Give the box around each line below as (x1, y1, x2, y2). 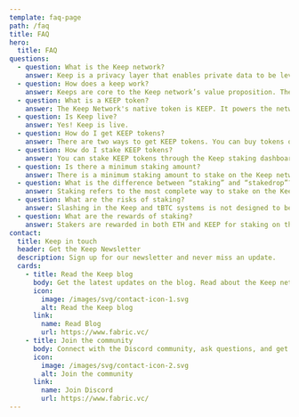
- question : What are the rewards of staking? (17, 211, 193, 221)
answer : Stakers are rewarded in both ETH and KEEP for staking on (25, 220, 280, 229)
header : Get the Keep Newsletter (17, 245, 141, 254)
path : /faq (9, 21, 50, 30)
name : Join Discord (41, 386, 114, 395)
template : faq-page (9, 12, 82, 22)
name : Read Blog (41, 320, 101, 329)
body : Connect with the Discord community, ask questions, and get (32, 344, 289, 353)
